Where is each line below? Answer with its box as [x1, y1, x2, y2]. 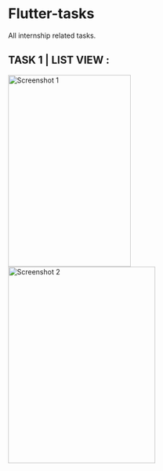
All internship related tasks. [8, 31, 96, 40]
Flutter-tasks [8, 5, 95, 23]
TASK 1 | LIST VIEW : [8, 53, 110, 67]
